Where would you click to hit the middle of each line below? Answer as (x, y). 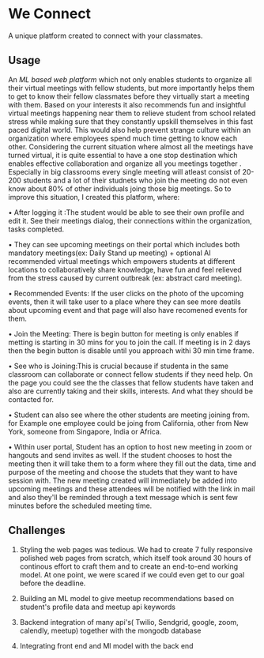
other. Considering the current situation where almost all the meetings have (131, 146)
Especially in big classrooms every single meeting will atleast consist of (124, 171)
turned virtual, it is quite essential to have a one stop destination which (123, 155)
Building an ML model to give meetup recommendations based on (127, 598)
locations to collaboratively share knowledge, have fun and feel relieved (125, 269)
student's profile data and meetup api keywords (98, 607)
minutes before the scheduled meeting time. (80, 506)
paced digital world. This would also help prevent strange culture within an (130, 130)
